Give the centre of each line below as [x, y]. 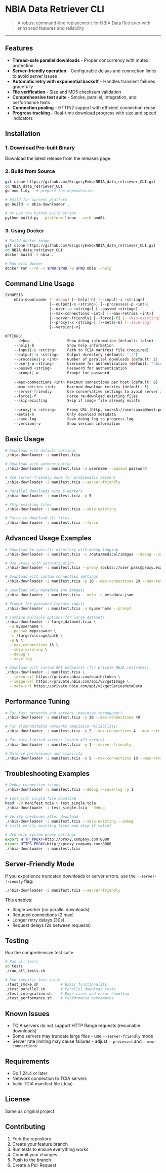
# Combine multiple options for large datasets [55, 617]
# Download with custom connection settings [52, 577]
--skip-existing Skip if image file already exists [77, 401]
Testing [17, 941]
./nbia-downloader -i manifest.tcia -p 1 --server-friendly [68, 744]
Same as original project [30, 1111]
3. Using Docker [25, 230]
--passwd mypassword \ [33, 631]
